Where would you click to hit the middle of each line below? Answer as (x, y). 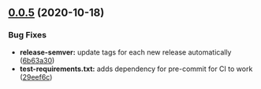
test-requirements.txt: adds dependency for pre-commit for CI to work (136, 69)
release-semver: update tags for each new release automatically (125, 52)
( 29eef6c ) (36, 77)
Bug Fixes (28, 35)
